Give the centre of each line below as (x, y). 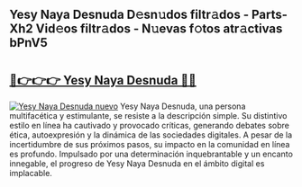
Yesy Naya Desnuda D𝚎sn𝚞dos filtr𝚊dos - (129, 15)
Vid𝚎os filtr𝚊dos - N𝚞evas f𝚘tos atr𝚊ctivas (159, 29)
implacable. (31, 173)
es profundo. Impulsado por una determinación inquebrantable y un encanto (151, 154)
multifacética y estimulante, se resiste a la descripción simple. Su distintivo (148, 116)
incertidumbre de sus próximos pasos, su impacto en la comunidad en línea (150, 144)
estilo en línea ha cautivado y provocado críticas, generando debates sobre (150, 125)
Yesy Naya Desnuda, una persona (183, 106)
